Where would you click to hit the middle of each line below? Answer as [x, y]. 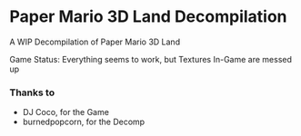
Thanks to [32, 92]
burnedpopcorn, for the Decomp [84, 122]
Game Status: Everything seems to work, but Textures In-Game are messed [151, 59]
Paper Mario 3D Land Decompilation [149, 17]
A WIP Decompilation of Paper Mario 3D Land [95, 42]
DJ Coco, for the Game [65, 112]
